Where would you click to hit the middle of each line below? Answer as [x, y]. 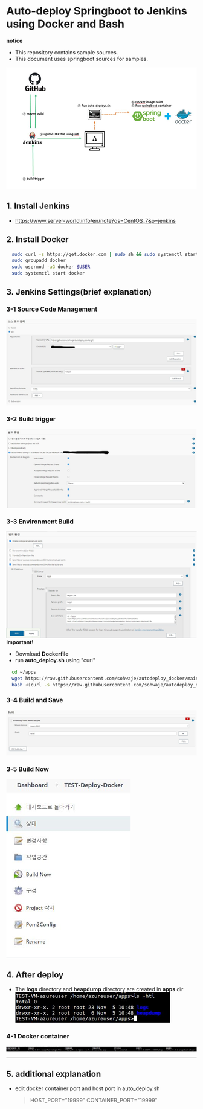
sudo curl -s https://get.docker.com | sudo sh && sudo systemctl [97, 254]
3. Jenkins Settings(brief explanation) [79, 292]
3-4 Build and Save [35, 700]
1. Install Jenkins [38, 206]
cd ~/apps [24, 672]
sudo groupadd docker [39, 261]
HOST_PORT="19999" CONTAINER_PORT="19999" [94, 1101]
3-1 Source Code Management [52, 309]
